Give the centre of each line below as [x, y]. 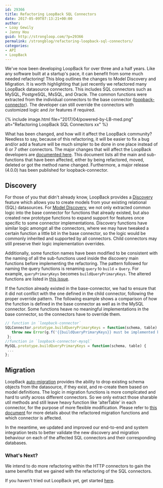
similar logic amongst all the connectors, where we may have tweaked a [77, 228]
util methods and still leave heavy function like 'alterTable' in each [71, 402]
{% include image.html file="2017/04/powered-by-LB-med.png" [69, 119]
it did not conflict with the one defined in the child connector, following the [79, 294]
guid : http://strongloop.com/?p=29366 [44, 37]
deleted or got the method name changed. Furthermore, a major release [77, 165]
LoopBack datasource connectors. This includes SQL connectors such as [78, 89]
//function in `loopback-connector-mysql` [49, 341]
